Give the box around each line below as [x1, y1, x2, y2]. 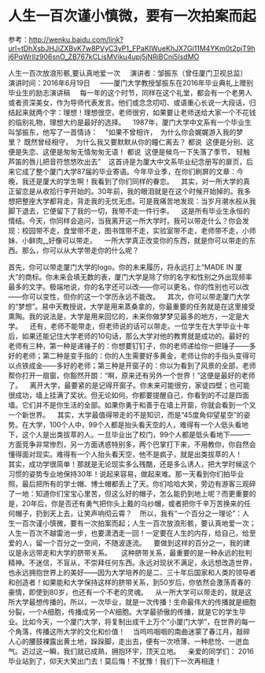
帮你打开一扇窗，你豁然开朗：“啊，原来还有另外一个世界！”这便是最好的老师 [8, 370, 256, 380]
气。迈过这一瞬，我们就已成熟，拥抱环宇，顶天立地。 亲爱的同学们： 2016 [8, 646, 254, 656]
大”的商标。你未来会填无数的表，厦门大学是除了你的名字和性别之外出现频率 [8, 272, 253, 281]
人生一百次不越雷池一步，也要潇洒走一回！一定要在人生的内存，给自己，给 [8, 528, 249, 537]
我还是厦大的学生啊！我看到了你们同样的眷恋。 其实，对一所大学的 [21, 177, 244, 186]
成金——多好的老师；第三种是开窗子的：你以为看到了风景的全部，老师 [28, 360, 256, 370]
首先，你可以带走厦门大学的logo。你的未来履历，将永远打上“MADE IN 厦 [8, 262, 242, 272]
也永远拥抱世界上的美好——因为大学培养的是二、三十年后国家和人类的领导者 [8, 567, 256, 577]
